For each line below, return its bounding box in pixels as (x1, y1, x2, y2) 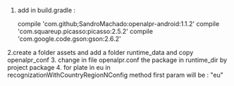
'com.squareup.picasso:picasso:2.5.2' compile (17, 27, 154, 35)
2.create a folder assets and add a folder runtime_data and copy (7, 49, 194, 56)
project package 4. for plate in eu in (7, 63, 111, 71)
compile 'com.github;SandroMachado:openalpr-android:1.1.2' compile (17, 20, 220, 27)
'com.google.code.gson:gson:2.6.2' (17, 35, 121, 43)
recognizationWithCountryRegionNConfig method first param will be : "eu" (7, 70, 224, 79)
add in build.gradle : (17, 6, 76, 14)
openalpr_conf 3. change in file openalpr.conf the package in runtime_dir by (7, 56, 228, 64)
